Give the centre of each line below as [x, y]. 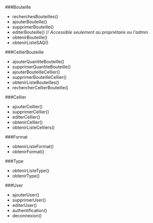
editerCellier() [26, 117]
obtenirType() [26, 176]
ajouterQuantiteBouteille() [38, 62]
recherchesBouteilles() [35, 16]
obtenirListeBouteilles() [36, 82]
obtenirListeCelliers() [33, 127]
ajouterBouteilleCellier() [36, 72]
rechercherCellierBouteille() [40, 87]
